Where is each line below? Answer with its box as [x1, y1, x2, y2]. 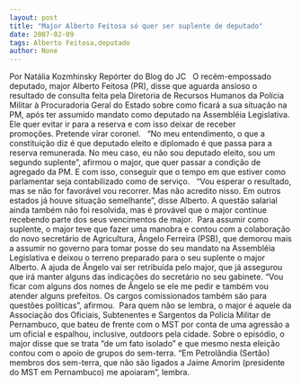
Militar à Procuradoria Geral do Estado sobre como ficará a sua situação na [9, 100, 288, 110]
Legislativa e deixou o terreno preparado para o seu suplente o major [9, 252, 265, 263]
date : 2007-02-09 [9, 30, 75, 39]
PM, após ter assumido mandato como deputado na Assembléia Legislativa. [9, 110, 290, 120]
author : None [9, 47, 58, 56]
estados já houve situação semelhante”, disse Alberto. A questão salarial [9, 195, 279, 206]
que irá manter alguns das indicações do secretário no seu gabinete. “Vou [9, 271, 284, 283]
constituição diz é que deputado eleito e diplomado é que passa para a [9, 138, 272, 149]
